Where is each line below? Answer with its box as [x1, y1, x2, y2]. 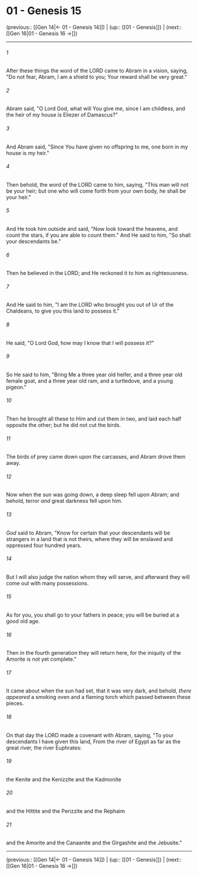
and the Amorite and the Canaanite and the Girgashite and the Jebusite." [6, 839, 183, 846]
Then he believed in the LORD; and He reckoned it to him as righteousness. [6, 270, 189, 277]
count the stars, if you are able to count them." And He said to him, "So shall [6, 231, 191, 238]
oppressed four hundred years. [6, 542, 82, 549]
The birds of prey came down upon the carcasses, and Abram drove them [6, 453, 186, 460]
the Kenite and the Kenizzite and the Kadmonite [6, 775, 122, 783]
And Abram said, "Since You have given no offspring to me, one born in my [6, 143, 189, 150]
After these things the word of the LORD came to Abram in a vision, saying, [6, 67, 188, 74]
